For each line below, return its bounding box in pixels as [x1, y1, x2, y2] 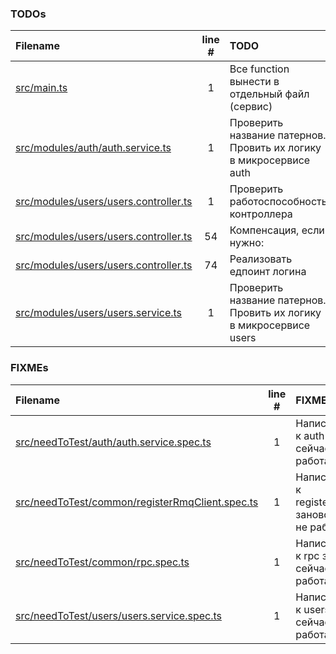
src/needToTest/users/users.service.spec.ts [15, 608, 222, 622]
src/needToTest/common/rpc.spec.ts [15, 555, 190, 569]
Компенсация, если [229, 223, 325, 237]
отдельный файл [229, 87, 310, 101]
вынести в [229, 75, 280, 89]
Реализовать [229, 252, 293, 266]
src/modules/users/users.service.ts [15, 306, 183, 320]
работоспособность [229, 195, 328, 209]
